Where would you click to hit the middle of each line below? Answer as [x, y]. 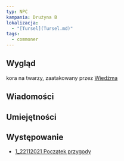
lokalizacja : [22, 23]
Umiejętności [31, 117]
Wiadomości [30, 97]
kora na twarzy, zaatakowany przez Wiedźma [62, 78]
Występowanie [35, 137]
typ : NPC [17, 12]
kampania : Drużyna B [32, 17]
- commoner [25, 39]
